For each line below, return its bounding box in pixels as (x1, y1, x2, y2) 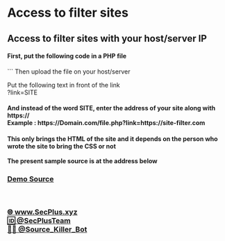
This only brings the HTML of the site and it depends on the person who (7, 134, 218, 143)
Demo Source (7, 174, 54, 183)
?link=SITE (7, 88, 38, 97)
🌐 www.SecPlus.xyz (7, 207, 78, 217)
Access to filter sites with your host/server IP (7, 33, 207, 44)
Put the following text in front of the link (7, 81, 120, 89)
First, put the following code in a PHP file (7, 52, 127, 60)
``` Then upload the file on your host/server (7, 67, 131, 76)
